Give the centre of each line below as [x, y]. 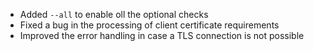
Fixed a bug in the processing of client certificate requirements [149, 25]
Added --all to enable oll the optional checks [114, 14]
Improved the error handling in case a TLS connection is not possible [162, 35]
